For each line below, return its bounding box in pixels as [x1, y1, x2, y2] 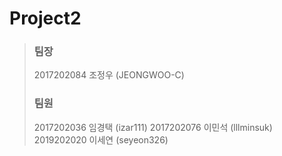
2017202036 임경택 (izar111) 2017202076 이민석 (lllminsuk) [33, 121, 273, 133]
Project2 [9, 7, 82, 30]
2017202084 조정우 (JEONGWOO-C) [33, 69, 185, 81]
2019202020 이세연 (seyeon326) [33, 133, 169, 146]
